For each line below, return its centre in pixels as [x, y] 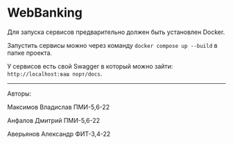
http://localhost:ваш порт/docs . [55, 74]
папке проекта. [30, 53]
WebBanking [45, 13]
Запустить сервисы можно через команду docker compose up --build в [112, 45]
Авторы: [19, 93]
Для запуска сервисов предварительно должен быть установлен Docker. [116, 32]
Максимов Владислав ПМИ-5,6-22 [59, 107]
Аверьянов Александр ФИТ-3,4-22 [59, 134]
